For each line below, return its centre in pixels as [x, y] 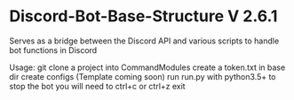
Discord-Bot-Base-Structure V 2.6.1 [143, 16]
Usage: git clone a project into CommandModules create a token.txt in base [147, 67]
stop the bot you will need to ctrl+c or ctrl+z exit [97, 86]
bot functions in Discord [53, 50]
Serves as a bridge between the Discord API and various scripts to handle [144, 41]
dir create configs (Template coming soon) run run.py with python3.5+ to [143, 76]
